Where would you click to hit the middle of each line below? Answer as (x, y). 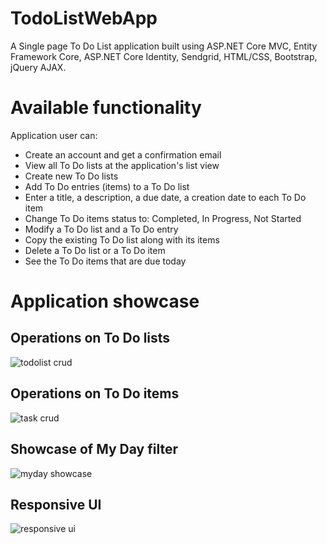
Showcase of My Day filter (94, 449)
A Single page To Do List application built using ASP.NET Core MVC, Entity (164, 46)
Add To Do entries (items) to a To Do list (107, 186)
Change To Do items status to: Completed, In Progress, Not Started (163, 218)
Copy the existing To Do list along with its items (122, 239)
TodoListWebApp (84, 18)
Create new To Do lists (71, 176)
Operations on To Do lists (90, 338)
